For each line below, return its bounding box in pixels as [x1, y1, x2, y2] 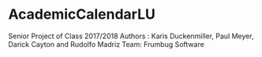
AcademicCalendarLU [8, 5, 155, 23]
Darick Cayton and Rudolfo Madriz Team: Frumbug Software [8, 39, 205, 48]
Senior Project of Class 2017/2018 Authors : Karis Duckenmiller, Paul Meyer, [8, 31, 254, 41]
